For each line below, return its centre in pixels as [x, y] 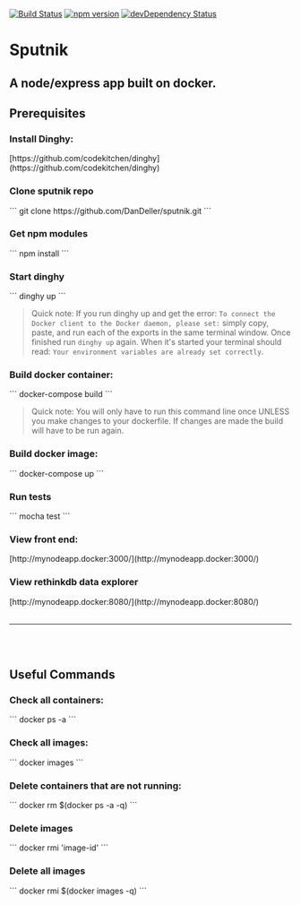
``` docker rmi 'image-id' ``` [59, 848]
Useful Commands [62, 675]
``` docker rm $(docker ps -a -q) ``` [73, 805]
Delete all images [47, 871]
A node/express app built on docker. [113, 83]
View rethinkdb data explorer [74, 582]
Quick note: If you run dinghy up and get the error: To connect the [153, 314]
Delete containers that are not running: [95, 786]
